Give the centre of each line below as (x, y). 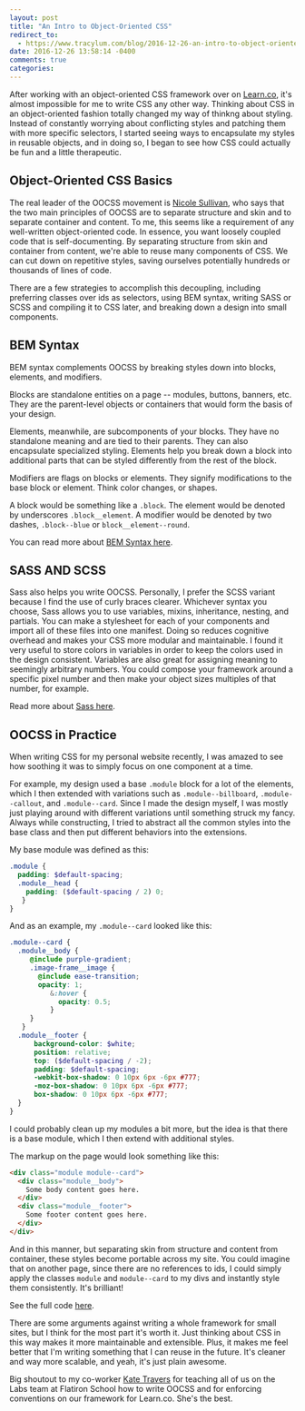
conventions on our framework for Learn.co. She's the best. (121, 1398)
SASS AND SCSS (58, 570)
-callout (26, 804)
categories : (32, 69)
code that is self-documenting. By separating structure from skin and (138, 241)
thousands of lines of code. (60, 270)
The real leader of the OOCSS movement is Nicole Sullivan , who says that (147, 202)
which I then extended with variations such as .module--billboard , (134, 794)
